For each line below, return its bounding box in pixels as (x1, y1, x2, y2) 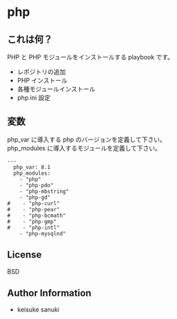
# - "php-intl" (7, 224, 60, 231)
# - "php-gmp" (7, 218, 57, 225)
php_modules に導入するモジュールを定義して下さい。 (7, 144, 162, 152)
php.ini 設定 (17, 94, 51, 101)
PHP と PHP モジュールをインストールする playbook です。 (7, 53, 174, 61)
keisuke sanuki (17, 305, 60, 314)
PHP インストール (17, 77, 67, 84)
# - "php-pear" (7, 206, 60, 213)
